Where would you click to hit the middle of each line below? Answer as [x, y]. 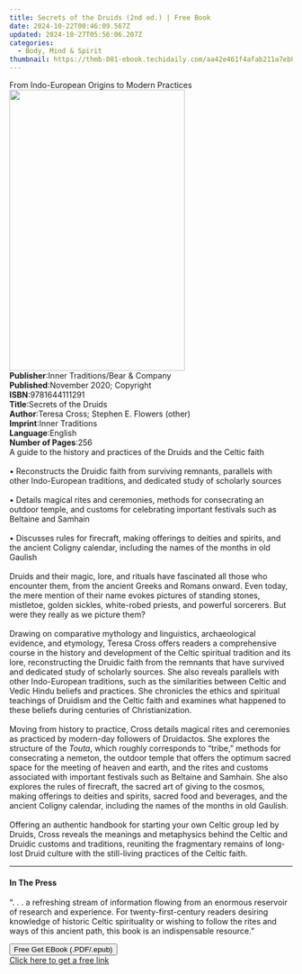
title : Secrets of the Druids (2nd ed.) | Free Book [110, 18]
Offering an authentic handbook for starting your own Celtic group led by [144, 825]
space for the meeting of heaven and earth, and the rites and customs [139, 767]
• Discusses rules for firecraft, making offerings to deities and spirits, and [145, 538]
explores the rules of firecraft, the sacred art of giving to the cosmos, [137, 786]
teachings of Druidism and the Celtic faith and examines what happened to [147, 701]
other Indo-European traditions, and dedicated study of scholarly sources [146, 481]
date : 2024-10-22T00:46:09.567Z [70, 26]
